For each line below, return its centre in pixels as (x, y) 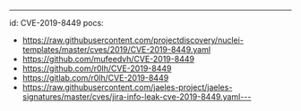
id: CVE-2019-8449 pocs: (57, 23)
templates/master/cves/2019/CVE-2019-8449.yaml (116, 49)
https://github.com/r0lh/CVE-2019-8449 (97, 68)
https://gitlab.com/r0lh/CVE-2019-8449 (95, 78)
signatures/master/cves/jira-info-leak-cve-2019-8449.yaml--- (137, 97)
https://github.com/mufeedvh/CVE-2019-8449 (108, 59)
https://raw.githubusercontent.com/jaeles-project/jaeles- (127, 87)
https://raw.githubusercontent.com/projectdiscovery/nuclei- (133, 40)
